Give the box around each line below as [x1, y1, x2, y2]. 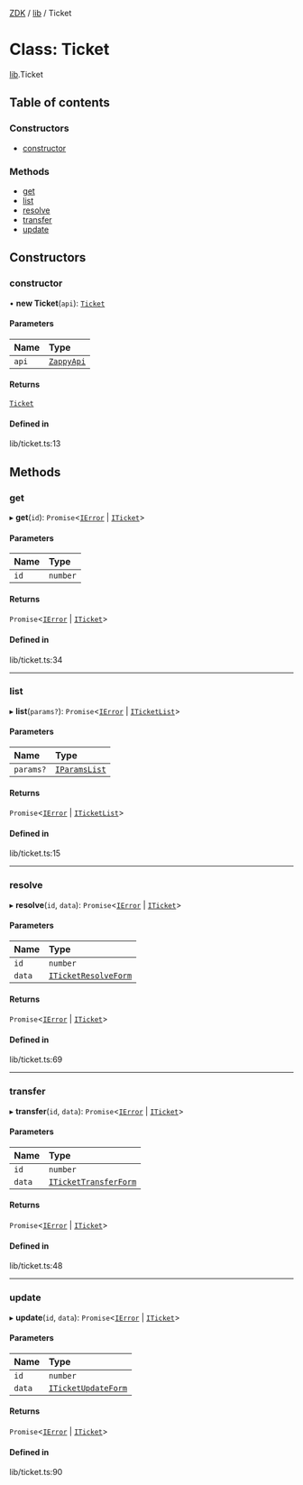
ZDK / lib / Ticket [9, 8, 72, 18]
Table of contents [9, 95, 110, 111]
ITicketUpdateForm [48, 1383, 128, 1393]
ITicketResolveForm [48, 970, 133, 981]
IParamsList [55, 765, 106, 775]
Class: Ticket [9, 40, 110, 60]
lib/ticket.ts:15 [9, 848, 61, 859]
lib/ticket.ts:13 [9, 438, 61, 449]
